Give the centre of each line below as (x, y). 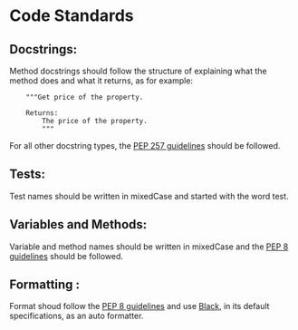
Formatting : (44, 285)
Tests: (27, 175)
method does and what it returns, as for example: (101, 81)
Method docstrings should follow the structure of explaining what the (138, 71)
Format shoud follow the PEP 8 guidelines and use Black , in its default (139, 306)
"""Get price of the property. (85, 97)
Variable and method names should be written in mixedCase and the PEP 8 (149, 247)
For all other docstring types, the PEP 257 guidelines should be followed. (145, 146)
